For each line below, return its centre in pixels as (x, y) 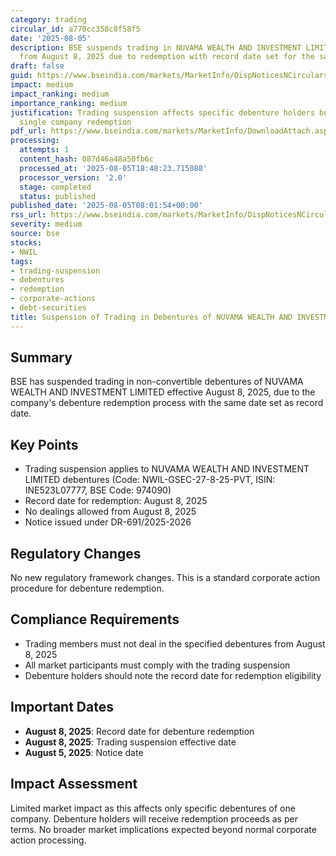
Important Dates (62, 707)
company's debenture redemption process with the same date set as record (167, 403)
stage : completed (55, 187)
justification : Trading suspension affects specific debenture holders (162, 112)
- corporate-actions (53, 299)
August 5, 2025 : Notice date (84, 752)
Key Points (44, 444)
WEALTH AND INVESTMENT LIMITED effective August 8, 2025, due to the (163, 392)
